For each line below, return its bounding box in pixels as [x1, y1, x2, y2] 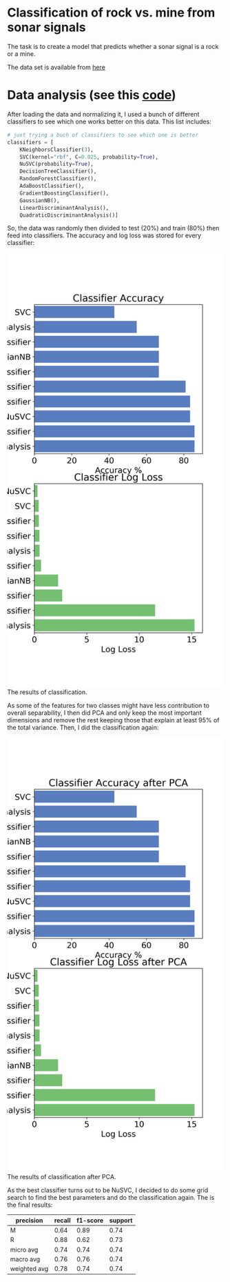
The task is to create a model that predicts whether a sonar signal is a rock [7, 42, 219, 50]
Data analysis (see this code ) [7, 88, 177, 103]
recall [54, 1216, 71, 1224]
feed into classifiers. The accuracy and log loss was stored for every [7, 231, 202, 239]
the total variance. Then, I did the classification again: [7, 723, 159, 732]
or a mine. [7, 50, 36, 58]
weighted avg [10, 1265, 49, 1273]
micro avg [10, 1245, 39, 1254]
